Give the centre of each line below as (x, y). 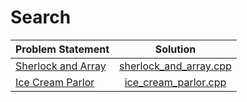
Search (41, 17)
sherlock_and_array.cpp (175, 66)
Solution (175, 49)
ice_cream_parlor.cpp (175, 82)
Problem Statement (62, 49)
